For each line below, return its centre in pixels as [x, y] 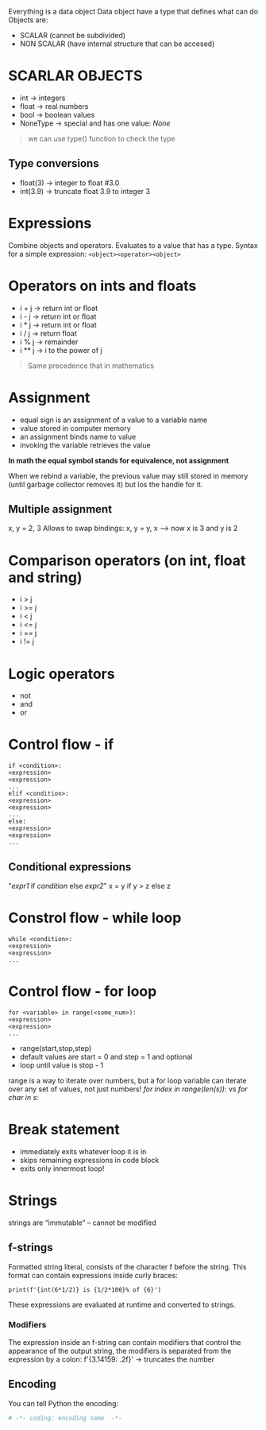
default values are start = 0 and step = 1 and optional [106, 1056]
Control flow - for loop [83, 992]
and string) [45, 577]
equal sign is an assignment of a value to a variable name [114, 420]
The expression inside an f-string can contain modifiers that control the [125, 1342]
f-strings [31, 1248]
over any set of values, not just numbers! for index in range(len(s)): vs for [128, 1089]
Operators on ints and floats [102, 286]
